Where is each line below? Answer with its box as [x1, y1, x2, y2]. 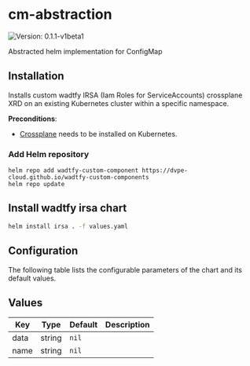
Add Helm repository [8, 148, 90, 159]
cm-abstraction [8, 5, 112, 24]
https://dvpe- [142, 167, 189, 174]
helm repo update [8, 181, 65, 188]
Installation [8, 69, 64, 83]
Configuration [8, 244, 79, 258]
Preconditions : [8, 114, 57, 123]
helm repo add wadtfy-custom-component [8, 167, 139, 174]
